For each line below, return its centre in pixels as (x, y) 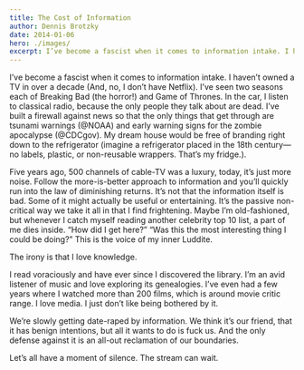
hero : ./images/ (40, 43)
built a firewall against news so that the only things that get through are (142, 116)
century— (273, 145)
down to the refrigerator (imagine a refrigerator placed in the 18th (131, 145)
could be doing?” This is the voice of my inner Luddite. (111, 239)
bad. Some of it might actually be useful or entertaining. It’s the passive (142, 201)
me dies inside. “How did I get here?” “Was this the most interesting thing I (148, 230)
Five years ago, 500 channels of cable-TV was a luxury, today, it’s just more (151, 172)
